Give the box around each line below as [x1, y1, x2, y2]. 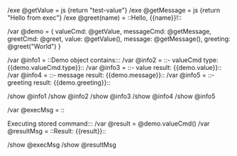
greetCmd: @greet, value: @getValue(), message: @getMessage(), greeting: [7, 35, 231, 43]
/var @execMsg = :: [7, 106, 65, 114]
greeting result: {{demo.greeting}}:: [7, 78, 111, 87]
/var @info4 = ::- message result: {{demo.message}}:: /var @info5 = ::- [7, 71, 215, 79]
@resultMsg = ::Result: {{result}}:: [7, 127, 106, 135]
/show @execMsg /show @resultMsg [7, 140, 117, 149]
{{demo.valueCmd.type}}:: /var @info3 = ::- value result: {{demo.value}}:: [7, 64, 222, 71]
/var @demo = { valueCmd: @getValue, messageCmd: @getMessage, [7, 28, 211, 35]
